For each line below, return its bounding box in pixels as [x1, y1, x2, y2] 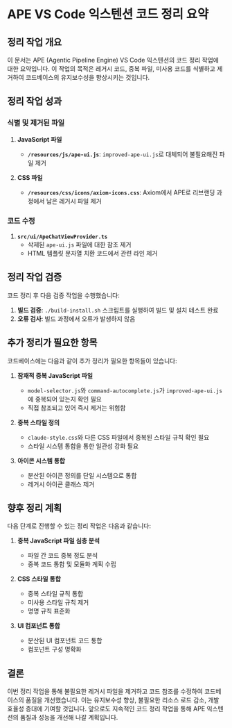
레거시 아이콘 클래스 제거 [27, 480, 95, 488]
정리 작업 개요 [7, 36, 62, 48]
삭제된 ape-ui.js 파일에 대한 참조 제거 [27, 240, 132, 249]
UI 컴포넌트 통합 [17, 622, 60, 630]
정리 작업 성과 [7, 95, 62, 108]
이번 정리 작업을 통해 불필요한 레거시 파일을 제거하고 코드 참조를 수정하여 [7, 687, 203, 695]
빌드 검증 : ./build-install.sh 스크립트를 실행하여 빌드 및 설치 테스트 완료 [17, 306, 219, 314]
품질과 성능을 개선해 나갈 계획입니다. [19, 713, 118, 722]
